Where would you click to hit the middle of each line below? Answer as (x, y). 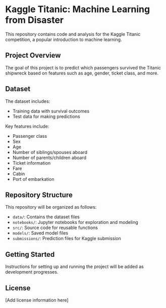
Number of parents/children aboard (49, 158)
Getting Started (30, 254)
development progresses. (32, 272)
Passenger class (30, 136)
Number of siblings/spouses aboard (50, 152)
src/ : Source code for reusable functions (55, 228)
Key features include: (27, 126)
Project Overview (33, 55)
